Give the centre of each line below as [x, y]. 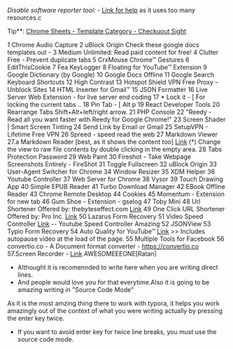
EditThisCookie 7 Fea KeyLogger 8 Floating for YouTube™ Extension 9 [107, 67]
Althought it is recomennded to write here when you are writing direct [118, 267]
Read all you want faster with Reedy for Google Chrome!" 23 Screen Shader [116, 119]
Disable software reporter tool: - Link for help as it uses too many [101, 10]
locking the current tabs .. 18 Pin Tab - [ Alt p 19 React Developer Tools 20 [114, 104]
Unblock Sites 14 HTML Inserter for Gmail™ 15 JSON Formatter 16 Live [108, 90]
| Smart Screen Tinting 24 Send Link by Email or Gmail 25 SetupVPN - [108, 127]
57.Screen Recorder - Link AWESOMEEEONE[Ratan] [82, 253]
